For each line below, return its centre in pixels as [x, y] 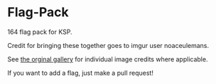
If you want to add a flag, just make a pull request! [81, 73]
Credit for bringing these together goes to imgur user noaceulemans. [108, 45]
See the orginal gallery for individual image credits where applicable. [108, 59]
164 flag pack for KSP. [40, 32]
